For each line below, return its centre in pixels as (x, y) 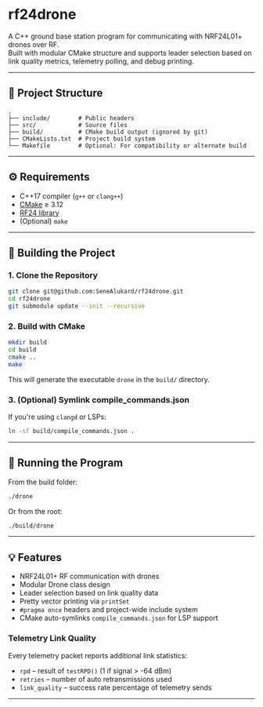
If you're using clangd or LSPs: (58, 417)
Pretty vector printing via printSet (74, 601)
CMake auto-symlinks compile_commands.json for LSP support (119, 618)
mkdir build (27, 343)
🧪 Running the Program (66, 463)
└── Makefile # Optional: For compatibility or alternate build (127, 146)
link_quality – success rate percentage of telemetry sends (115, 687)
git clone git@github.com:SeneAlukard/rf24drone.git (96, 292)
